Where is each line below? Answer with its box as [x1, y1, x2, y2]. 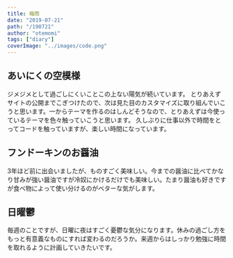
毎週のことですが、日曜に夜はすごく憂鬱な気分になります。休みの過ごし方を [7, 226, 226, 234]
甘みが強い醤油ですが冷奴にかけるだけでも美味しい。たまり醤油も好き [13, 175, 214, 184]
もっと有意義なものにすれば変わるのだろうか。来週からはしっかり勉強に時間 [7, 234, 227, 243]
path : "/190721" [7, 23, 54, 30]
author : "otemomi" [7, 29, 61, 37]
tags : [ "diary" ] [7, 36, 54, 43]
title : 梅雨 [7, 10, 40, 17]
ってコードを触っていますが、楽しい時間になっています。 [7, 124, 170, 133]
